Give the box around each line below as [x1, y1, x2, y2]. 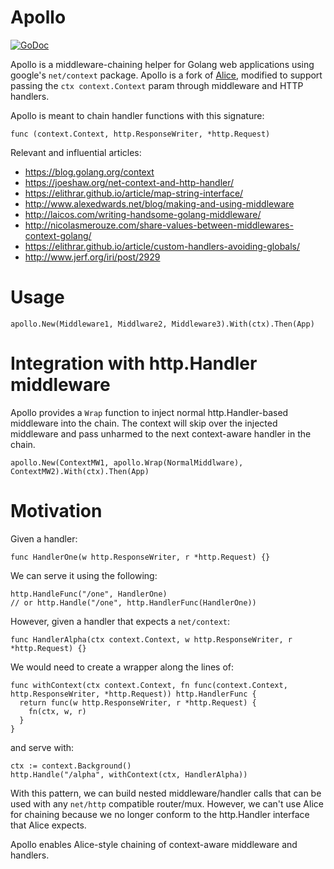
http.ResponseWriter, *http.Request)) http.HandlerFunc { [10, 689, 257, 699]
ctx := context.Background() [10, 761, 132, 771]
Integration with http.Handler [10, 352, 258, 375]
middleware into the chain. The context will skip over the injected [10, 417, 278, 429]
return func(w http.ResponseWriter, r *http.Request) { [19, 697, 257, 708]
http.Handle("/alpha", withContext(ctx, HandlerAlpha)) [10, 769, 248, 780]
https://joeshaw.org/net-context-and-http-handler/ [24, 176, 235, 188]
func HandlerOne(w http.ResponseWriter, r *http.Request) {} [10, 552, 271, 562]
